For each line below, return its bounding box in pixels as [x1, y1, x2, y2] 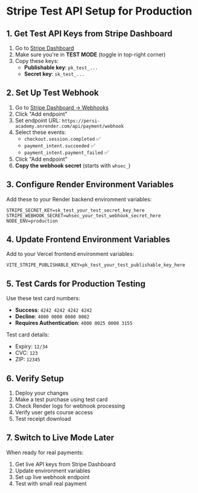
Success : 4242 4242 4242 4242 [15, 306, 93, 314]
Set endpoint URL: [15, 116, 61, 124]
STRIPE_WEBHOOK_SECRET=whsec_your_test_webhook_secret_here [6, 212, 162, 219]
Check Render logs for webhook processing [15, 402, 125, 410]
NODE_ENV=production [6, 218, 59, 224]
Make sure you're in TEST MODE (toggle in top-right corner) [15, 51, 166, 58]
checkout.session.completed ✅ [24, 135, 101, 142]
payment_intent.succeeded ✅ [24, 141, 96, 149]
